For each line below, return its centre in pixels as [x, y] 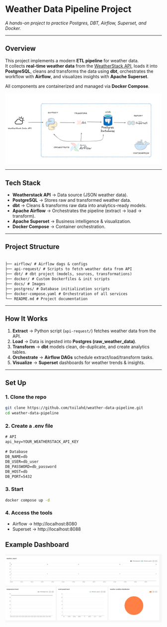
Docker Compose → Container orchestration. [59, 226]
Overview [21, 49]
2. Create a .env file [29, 426]
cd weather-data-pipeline [32, 413]
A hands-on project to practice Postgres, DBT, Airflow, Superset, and [76, 23]
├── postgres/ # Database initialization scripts [58, 289]
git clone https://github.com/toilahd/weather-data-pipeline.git [74, 408]
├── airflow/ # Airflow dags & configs [46, 264]
